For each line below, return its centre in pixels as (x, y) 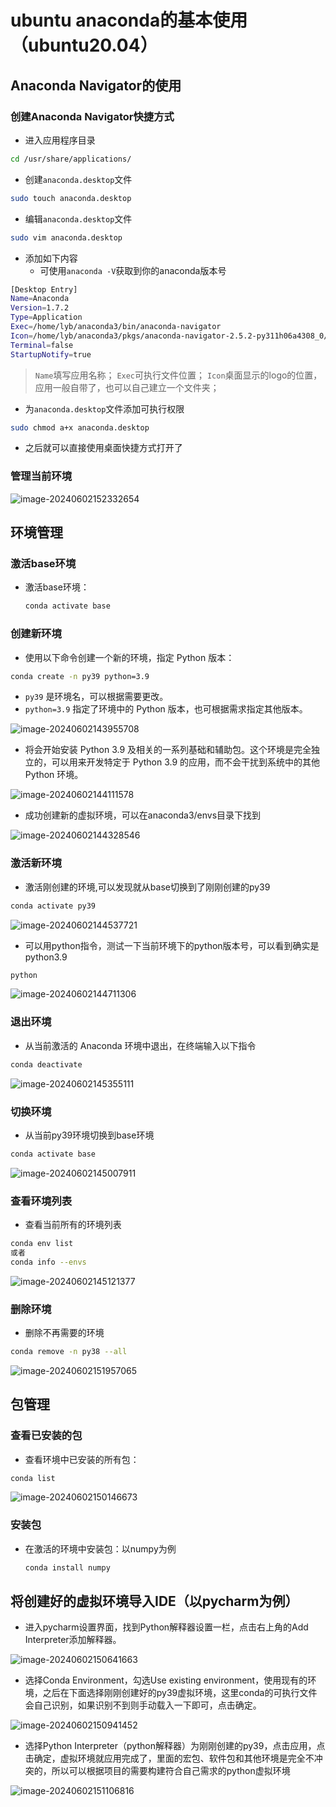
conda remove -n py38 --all (69, 1352)
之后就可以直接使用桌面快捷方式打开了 (103, 448)
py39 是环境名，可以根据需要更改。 (96, 697)
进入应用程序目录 (60, 140)
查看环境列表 (41, 1201)
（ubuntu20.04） (84, 45)
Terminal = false (42, 345)
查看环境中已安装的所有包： (82, 1459)
